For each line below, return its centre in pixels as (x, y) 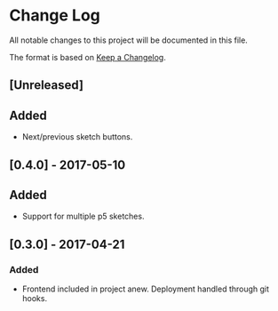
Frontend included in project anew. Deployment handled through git (145, 289)
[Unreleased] (47, 85)
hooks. (34, 299)
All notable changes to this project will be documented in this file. (129, 40)
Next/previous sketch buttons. (77, 137)
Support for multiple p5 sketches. (83, 216)
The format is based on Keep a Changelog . (87, 57)
